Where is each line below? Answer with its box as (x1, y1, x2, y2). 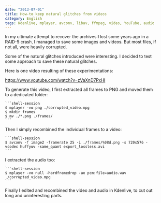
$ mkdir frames (5, 110, 36, 115)
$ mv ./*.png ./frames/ (5, 114, 53, 119)
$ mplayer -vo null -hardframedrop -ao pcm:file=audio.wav (5, 171, 127, 175)
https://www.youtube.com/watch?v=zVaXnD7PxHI (5, 77, 105, 83)
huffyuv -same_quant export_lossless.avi (20, 145, 105, 149)
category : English (5, 16, 42, 21)
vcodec (5, 145, 18, 149)
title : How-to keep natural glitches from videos (5, 12, 107, 16)
